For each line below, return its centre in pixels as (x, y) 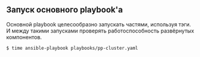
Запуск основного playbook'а (65, 10)
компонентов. (24, 37)
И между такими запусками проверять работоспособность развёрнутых (100, 31)
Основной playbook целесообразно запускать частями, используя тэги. (98, 24)
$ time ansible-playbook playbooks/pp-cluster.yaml (72, 48)
